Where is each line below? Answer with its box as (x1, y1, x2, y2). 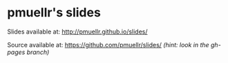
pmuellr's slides (7, 5, 102, 21)
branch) (26, 48, 50, 56)
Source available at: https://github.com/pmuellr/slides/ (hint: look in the (7, 40, 209, 49)
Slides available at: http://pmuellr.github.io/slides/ (7, 27, 148, 36)
